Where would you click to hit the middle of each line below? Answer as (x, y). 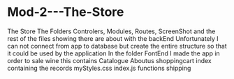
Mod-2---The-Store (66, 12)
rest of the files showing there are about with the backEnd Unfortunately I (113, 38)
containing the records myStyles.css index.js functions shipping (99, 68)
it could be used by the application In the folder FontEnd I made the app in (114, 53)
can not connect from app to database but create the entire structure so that (117, 46)
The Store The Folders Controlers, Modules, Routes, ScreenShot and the (111, 31)
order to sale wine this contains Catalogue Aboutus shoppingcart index (109, 60)
